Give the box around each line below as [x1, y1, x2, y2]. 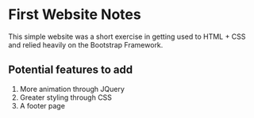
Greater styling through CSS [19, 93, 113, 102]
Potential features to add [8, 63, 133, 77]
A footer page [19, 101, 66, 110]
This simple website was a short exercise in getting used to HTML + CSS [8, 32, 246, 41]
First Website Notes [8, 6, 141, 24]
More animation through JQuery [19, 84, 125, 93]
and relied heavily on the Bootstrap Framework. [8, 40, 164, 49]
